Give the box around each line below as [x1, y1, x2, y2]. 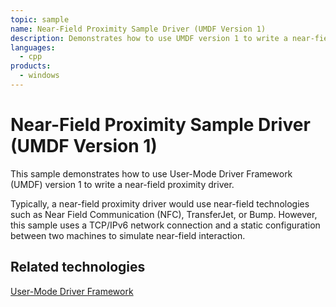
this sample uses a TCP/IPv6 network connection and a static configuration [10, 219, 321, 231]
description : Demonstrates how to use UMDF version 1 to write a [10, 33, 288, 43]
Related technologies [10, 259, 146, 276]
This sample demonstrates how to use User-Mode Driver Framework [10, 167, 293, 180]
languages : [10, 42, 56, 53]
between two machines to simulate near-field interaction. [10, 229, 246, 241]
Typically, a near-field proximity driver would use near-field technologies [10, 197, 310, 210]
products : [10, 61, 52, 71]
